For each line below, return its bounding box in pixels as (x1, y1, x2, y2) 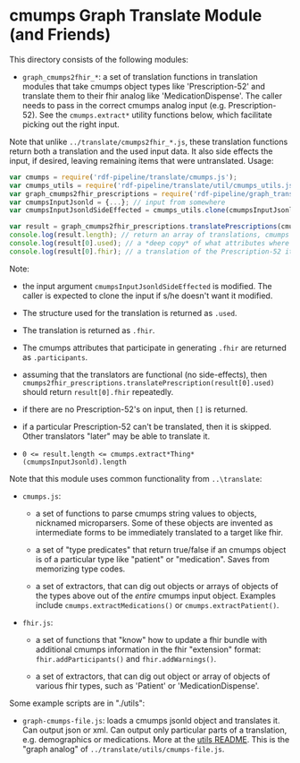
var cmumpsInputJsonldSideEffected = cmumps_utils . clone (9, 206, 226, 215)
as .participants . (21, 351, 88, 363)
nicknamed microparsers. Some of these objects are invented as (35, 517, 274, 528)
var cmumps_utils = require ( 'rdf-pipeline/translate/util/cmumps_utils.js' (9, 181, 297, 190)
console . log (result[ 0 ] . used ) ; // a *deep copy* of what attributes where (9, 239, 290, 248)
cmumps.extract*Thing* (110, 450, 195, 459)
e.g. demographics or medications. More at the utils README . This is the (21, 733, 290, 744)
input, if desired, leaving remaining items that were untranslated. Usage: (9, 155, 274, 166)
